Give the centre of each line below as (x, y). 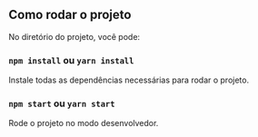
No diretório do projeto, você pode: (74, 36)
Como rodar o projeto (70, 15)
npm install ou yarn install (71, 60)
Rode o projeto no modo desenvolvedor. (84, 123)
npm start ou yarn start (62, 103)
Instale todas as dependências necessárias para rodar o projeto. (129, 80)
